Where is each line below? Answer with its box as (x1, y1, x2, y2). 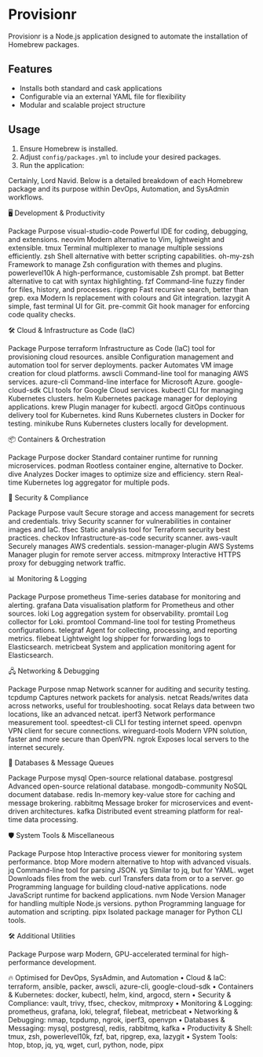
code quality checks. (8, 309, 76, 319)
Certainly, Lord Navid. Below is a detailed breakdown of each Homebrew (8, 175, 243, 185)
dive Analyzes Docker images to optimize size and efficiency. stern (8, 469, 225, 478)
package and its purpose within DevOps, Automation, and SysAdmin (8, 184, 229, 193)
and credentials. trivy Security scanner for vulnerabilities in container (8, 516, 232, 525)
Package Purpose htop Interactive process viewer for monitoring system (8, 848, 243, 858)
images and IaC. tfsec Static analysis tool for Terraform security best (8, 525, 230, 534)
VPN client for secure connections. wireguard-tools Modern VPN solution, (8, 726, 247, 735)
